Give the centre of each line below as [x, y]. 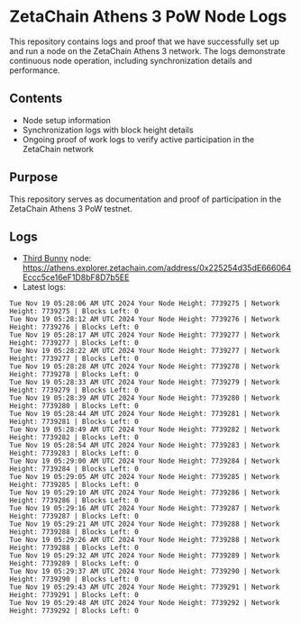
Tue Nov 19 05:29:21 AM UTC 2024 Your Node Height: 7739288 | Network [145, 524]
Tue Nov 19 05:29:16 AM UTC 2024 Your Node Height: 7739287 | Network [145, 509]
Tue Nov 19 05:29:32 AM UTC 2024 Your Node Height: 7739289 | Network [145, 556]
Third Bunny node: [57, 258]
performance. [35, 70]
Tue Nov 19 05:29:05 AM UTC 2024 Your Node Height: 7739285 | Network [145, 477]
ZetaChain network [58, 149]
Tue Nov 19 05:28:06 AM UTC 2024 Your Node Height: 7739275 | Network [145, 303]
